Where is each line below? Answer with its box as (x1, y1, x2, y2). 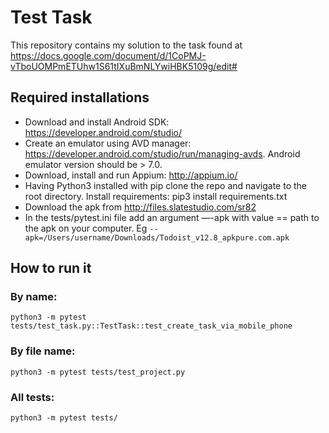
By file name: (10, 344, 76, 358)
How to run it (10, 260, 92, 277)
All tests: (10, 390, 55, 404)
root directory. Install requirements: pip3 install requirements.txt (24, 190, 288, 202)
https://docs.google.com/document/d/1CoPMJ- (10, 49, 207, 61)
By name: (10, 290, 58, 304)
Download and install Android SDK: (24, 116, 170, 128)
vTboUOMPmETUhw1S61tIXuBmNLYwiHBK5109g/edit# (10, 60, 238, 72)
